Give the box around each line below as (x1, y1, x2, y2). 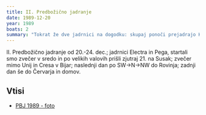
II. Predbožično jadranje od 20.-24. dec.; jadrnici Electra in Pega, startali (6, 48, 188, 56)
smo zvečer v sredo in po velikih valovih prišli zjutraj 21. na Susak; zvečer (6, 55, 192, 62)
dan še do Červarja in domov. (6, 68, 81, 75)
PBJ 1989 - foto (15, 102, 55, 109)
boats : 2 (6, 26, 29, 32)
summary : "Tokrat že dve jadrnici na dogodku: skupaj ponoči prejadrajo (6, 32, 196, 38)
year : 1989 (6, 20, 34, 26)
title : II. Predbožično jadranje (6, 9, 92, 15)
